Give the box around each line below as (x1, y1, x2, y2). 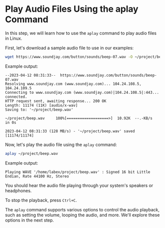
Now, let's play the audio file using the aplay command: (5, 142, 117, 147)
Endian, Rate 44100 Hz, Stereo (5, 173, 69, 179)
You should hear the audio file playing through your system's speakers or (5, 182, 153, 188)
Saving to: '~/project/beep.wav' (5, 107, 74, 112)
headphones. (5, 188, 32, 194)
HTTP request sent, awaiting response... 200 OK (5, 98, 107, 104)
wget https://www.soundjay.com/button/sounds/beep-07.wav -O (5, 54, 133, 59)
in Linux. (5, 35, 23, 41)
